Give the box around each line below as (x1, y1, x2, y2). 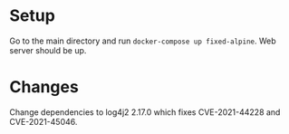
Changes (9, 77, 79, 98)
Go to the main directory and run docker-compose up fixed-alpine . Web (9, 35, 276, 46)
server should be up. (9, 44, 87, 55)
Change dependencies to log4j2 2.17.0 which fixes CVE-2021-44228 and (9, 106, 281, 118)
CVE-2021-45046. (9, 116, 78, 127)
